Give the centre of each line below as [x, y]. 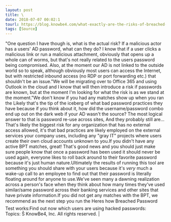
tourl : [12, 24]
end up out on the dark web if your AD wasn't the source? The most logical [84, 114]
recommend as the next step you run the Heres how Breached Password [81, 201]
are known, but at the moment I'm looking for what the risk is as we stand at [85, 92]
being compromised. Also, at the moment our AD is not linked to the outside [85, 65]
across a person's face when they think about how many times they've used [85, 185]
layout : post [19, 10]
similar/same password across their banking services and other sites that [82, 190]
